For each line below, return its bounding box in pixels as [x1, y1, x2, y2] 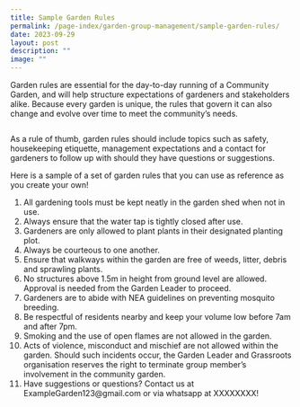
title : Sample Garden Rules [10, 13, 116, 22]
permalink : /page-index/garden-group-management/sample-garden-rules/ [10, 22, 280, 31]
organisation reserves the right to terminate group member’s [22, 359, 247, 369]
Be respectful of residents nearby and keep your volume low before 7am [22, 312, 291, 322]
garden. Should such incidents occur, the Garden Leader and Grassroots [22, 349, 292, 360]
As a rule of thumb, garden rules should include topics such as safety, [10, 134, 269, 144]
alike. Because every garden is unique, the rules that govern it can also [10, 99, 273, 109]
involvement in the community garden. [22, 369, 166, 379]
